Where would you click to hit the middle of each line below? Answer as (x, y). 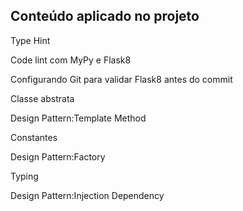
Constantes (34, 137)
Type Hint (30, 40)
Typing (24, 176)
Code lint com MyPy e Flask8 (71, 60)
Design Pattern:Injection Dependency (87, 195)
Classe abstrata (42, 98)
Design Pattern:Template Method (78, 118)
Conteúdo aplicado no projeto (105, 16)
